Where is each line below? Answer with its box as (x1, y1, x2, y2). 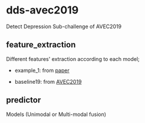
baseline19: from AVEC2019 (14, 78, 82, 85)
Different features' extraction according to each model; (6, 55, 140, 62)
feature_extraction (6, 40, 76, 50)
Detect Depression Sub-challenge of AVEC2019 (6, 23, 122, 30)
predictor (6, 95, 41, 105)
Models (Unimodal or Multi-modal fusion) (6, 111, 107, 118)
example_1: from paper (14, 67, 70, 74)
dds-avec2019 (6, 4, 79, 17)
